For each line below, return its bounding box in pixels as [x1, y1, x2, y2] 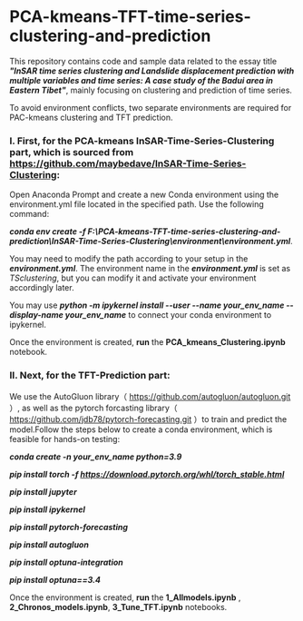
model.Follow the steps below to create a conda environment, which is [9, 424, 273, 435]
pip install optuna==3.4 [9, 574, 102, 585]
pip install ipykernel [9, 504, 86, 515]
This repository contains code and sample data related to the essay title [9, 55, 278, 66]
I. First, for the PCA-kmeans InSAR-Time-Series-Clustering [9, 134, 275, 147]
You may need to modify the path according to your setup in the [9, 253, 249, 264]
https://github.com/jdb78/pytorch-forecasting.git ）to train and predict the [9, 413, 288, 424]
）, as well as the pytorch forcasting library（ [9, 402, 179, 413]
